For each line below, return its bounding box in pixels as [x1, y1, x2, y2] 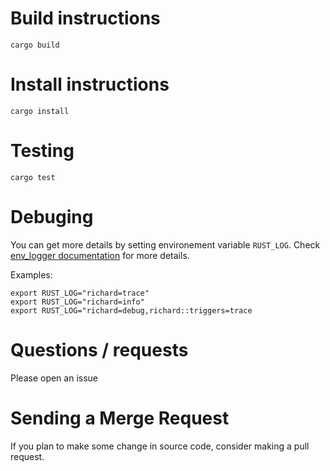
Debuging [10, 206, 94, 228]
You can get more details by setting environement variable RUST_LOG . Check [10, 238, 321, 251]
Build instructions [10, 7, 161, 30]
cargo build [10, 40, 60, 50]
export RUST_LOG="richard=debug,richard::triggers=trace [10, 305, 253, 316]
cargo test [10, 172, 56, 182]
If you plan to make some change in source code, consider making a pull [10, 440, 310, 452]
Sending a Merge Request [10, 407, 230, 429]
